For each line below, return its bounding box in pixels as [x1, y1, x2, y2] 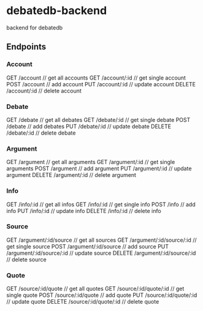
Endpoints [6, 42, 47, 52]
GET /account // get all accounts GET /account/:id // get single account [6, 74, 186, 81]
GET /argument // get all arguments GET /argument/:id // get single [6, 159, 175, 166]
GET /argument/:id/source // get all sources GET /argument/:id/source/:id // [6, 236, 197, 244]
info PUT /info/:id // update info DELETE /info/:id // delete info [6, 207, 161, 214]
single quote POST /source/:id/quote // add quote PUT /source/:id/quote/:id [6, 291, 197, 299]
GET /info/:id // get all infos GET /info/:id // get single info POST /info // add [6, 200, 196, 208]
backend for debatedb [6, 24, 63, 31]
